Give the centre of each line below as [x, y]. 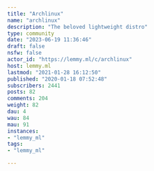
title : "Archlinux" [36, 14]
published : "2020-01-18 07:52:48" [57, 79]
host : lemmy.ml [29, 66]
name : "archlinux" [34, 20]
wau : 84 [18, 118]
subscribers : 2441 [34, 85]
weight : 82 [23, 105]
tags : [15, 144]
